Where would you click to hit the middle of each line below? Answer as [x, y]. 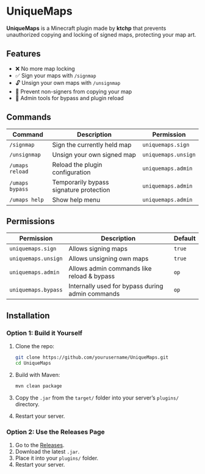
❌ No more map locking [45, 68]
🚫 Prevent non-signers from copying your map [74, 91]
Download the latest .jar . [47, 451]
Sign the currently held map [92, 145]
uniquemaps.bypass [36, 290]
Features [23, 54]
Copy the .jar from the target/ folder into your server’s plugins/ [97, 398]
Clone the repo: [35, 346]
